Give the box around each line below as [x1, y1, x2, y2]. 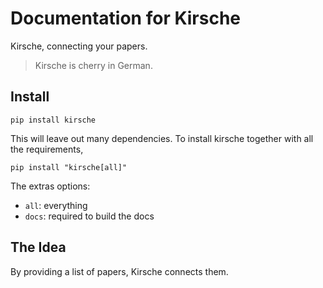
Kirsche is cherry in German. [34, 59, 153, 71]
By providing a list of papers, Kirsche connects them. [10, 265, 229, 277]
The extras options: [10, 180, 91, 192]
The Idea [10, 239, 67, 256]
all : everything [24, 199, 88, 211]
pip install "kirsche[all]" [10, 162, 128, 172]
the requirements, [10, 143, 84, 155]
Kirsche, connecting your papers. [10, 40, 148, 52]
